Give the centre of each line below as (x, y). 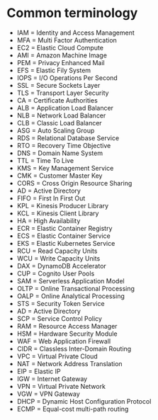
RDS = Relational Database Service (68, 138)
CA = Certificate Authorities (57, 100)
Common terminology (72, 13)
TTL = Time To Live (45, 160)
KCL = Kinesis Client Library (58, 213)
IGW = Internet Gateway (52, 379)
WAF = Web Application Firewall (64, 341)
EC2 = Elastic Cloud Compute (60, 47)
